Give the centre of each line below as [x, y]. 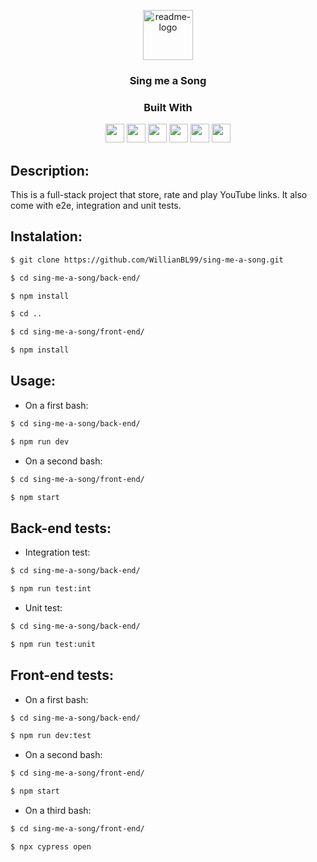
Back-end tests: [61, 528]
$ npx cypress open [51, 846]
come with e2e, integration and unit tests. [96, 206]
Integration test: [57, 552]
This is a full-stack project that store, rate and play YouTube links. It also [159, 195]
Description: [50, 170]
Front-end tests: [62, 675]
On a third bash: [58, 811]
